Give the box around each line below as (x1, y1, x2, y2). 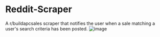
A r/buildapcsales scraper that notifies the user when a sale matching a (5, 20, 155, 26)
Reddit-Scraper (5, 4, 73, 15)
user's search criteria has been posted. (5, 25, 88, 31)
